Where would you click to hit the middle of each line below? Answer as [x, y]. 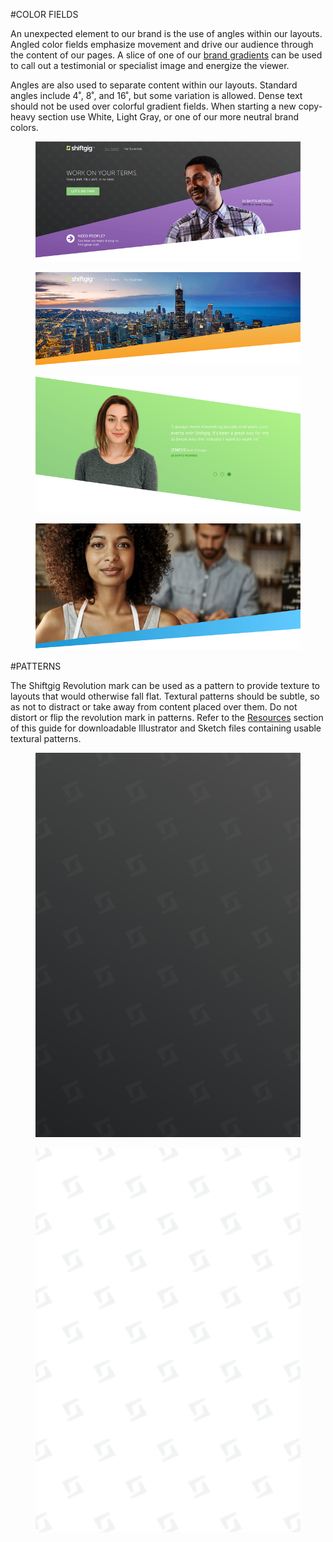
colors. [24, 127]
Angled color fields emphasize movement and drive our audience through [162, 44]
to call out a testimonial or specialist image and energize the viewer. [150, 65]
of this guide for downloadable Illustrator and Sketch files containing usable [166, 728]
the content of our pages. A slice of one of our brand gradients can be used [166, 55]
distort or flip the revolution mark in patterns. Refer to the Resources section [167, 718]
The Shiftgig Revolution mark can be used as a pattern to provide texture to [165, 686]
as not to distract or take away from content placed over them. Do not [154, 707]
